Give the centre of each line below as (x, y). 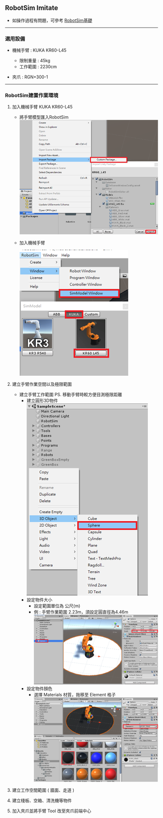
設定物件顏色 (39, 689)
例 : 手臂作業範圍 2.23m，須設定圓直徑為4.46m (81, 612)
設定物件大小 (39, 600)
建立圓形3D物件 (42, 400)
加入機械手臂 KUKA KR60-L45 (42, 107)
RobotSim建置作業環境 (32, 95)
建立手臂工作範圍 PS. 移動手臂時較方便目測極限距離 (71, 394)
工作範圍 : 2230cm (38, 67)
